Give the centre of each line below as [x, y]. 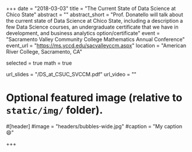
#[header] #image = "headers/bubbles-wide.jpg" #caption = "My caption [94, 126]
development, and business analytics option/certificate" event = [83, 33]
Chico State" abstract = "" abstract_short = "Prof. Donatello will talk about [95, 15]
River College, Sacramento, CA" [44, 52]
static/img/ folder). [55, 110]
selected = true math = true [39, 63]
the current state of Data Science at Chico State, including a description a [95, 21]
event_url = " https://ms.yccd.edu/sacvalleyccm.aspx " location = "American [96, 45]
